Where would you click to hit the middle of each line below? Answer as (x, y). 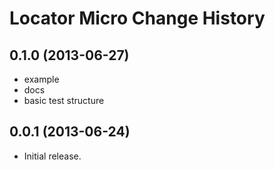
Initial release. (52, 156)
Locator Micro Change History (137, 18)
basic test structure (64, 100)
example (41, 79)
